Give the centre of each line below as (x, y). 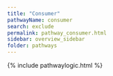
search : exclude (31, 26)
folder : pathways (32, 46)
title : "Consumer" (34, 13)
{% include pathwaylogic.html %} (55, 65)
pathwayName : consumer (40, 20)
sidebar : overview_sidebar (46, 39)
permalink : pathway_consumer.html (57, 33)
